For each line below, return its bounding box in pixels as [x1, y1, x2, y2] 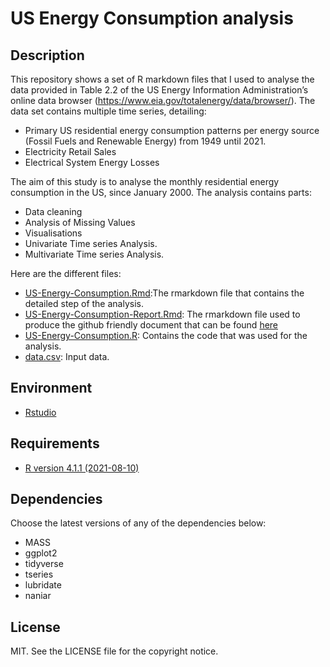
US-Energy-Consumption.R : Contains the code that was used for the [24, 330, 308, 341]
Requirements [10, 435, 100, 452]
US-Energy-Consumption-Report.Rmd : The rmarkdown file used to [24, 308, 301, 320]
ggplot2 [24, 547, 58, 559]
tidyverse [24, 558, 64, 570]
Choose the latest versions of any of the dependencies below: [10, 517, 267, 529]
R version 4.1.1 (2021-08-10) [24, 462, 140, 474]
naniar [24, 590, 52, 602]
